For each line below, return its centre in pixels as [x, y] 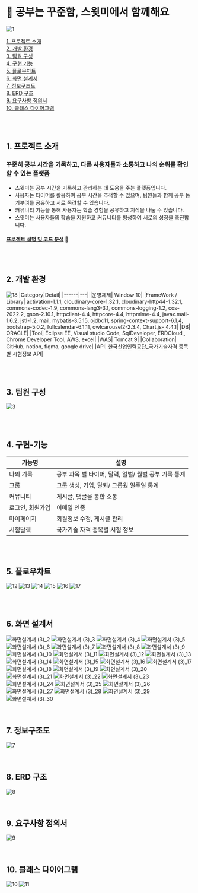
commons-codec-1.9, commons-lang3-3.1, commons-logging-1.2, [87, 308]
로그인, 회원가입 [30, 508]
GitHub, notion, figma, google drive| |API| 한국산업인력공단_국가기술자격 [92, 346]
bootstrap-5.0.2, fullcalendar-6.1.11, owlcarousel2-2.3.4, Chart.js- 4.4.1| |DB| [98, 326]
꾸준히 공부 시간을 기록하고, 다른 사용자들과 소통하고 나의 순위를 [91, 165]
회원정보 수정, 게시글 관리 [90, 519]
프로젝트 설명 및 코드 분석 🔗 [37, 239]
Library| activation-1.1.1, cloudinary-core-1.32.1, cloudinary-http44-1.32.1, [94, 301]
